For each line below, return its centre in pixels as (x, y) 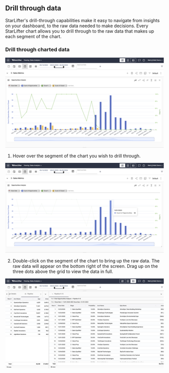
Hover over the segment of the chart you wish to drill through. (76, 156)
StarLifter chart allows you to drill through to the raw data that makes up (80, 31)
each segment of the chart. (33, 36)
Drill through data (33, 8)
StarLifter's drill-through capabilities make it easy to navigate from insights (82, 20)
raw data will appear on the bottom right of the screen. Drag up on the (85, 266)
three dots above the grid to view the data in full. (63, 271)
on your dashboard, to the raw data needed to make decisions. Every (77, 26)
